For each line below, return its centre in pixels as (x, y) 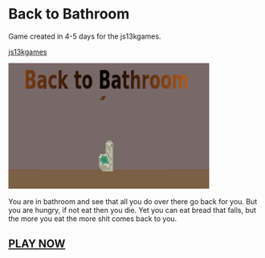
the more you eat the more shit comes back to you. (93, 219)
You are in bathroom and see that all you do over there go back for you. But (133, 201)
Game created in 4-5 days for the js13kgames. (85, 36)
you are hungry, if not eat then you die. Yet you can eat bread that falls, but (132, 210)
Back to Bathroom (69, 14)
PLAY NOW (37, 244)
